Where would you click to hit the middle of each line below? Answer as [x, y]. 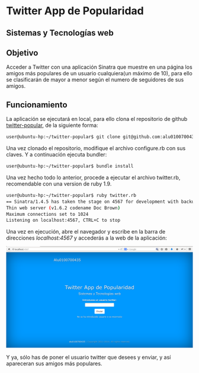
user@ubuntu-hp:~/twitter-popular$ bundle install [70, 166]
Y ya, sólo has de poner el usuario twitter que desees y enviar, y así [89, 358]
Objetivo [22, 52]
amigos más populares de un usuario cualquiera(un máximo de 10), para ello [99, 74]
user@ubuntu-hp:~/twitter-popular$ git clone [63, 137]
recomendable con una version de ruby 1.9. [59, 184]
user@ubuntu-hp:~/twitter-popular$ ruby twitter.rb [71, 195]
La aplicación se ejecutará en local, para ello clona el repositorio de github [97, 119]
